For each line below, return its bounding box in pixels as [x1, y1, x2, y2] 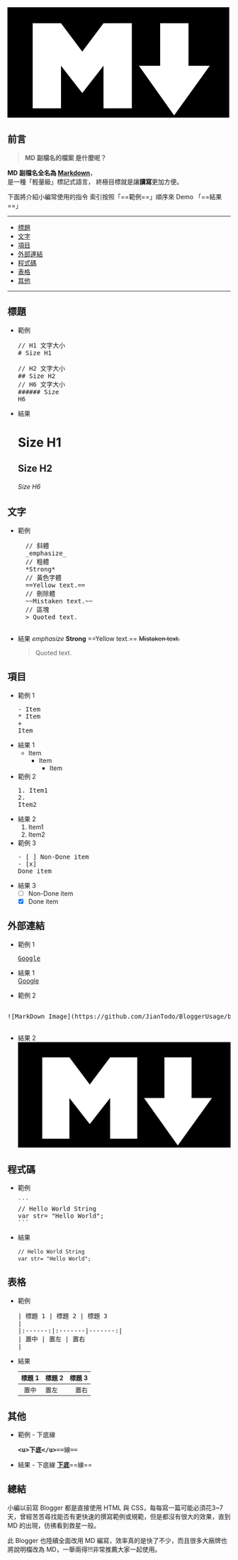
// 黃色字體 [25, 574, 62, 581]
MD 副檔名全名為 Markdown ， [7, 168, 97, 177]
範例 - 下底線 [17, 1430, 56, 1439]
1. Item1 [17, 786, 48, 794]
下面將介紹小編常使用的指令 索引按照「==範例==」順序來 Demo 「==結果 [7, 192, 222, 201]
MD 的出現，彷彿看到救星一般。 [7, 1521, 101, 1530]
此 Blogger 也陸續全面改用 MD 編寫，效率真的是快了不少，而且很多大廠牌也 [7, 1536, 228, 1544]
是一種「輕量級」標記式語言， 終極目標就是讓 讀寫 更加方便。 [7, 177, 183, 186]
